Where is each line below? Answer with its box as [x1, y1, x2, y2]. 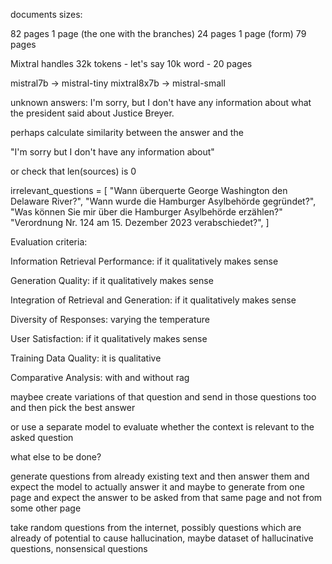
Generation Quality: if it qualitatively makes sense [10, 275, 214, 286]
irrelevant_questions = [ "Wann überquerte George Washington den [10, 185, 288, 196]
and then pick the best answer [10, 402, 136, 413]
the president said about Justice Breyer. [10, 107, 175, 119]
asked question [10, 432, 74, 443]
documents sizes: [10, 9, 83, 20]
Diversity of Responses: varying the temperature [10, 314, 210, 325]
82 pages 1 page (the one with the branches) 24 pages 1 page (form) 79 [10, 28, 307, 39]
